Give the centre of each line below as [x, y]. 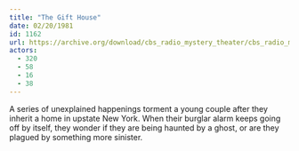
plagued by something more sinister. [76, 137]
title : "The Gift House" [55, 17]
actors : [24, 51]
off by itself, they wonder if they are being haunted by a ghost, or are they [144, 127]
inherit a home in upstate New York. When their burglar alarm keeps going [145, 118]
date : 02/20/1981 [41, 26]
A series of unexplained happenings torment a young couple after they [139, 108]
